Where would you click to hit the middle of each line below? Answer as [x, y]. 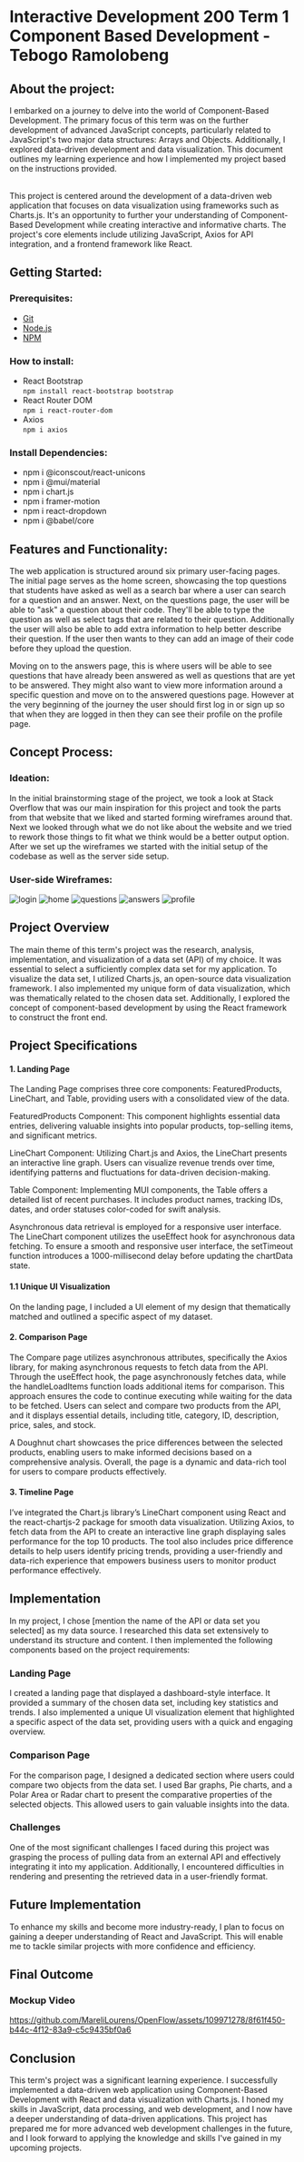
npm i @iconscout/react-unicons [84, 472]
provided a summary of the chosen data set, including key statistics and [144, 1703]
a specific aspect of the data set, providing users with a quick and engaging [151, 1722]
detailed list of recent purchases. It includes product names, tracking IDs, [147, 1200]
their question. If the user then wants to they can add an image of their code [152, 639]
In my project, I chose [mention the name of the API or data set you [135, 1621]
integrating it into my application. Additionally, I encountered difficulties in [147, 1866]
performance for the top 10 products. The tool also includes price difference [152, 1542]
